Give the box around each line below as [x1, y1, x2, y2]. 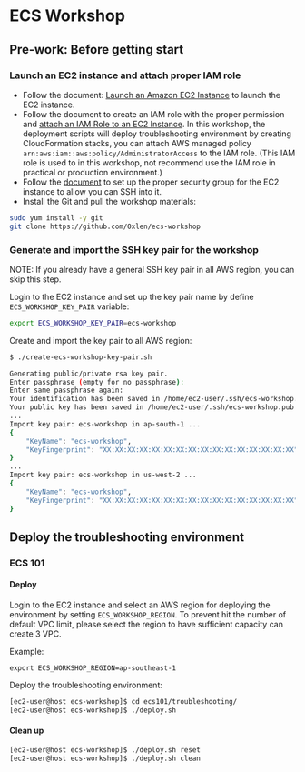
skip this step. [9, 274, 62, 285]
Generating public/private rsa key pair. [9, 369, 169, 378]
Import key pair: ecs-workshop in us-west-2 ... [9, 470, 197, 480]
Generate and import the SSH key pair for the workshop [9, 243, 259, 256]
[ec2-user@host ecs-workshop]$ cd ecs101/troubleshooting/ [9, 697, 238, 707]
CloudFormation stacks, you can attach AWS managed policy [22, 137, 251, 148]
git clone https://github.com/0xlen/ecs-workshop [9, 222, 202, 231]
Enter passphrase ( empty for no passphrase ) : [9, 377, 184, 386]
